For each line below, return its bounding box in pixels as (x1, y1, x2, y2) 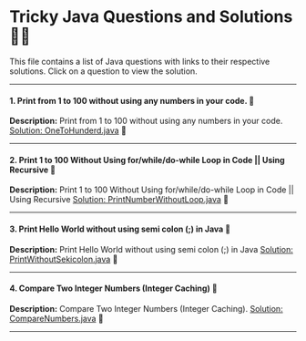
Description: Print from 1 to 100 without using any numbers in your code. (9, 116, 283, 127)
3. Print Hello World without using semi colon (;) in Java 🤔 (9, 223, 230, 234)
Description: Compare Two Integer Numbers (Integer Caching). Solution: (9, 303, 284, 314)
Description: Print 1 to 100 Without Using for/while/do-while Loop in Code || (9, 184, 294, 195)
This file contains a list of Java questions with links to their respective (9, 56, 270, 67)
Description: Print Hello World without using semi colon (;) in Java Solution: (9, 243, 294, 254)
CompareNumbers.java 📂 (9, 313, 105, 324)
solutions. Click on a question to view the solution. (9, 66, 198, 77)
